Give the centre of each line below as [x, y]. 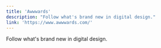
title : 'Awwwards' [28, 11]
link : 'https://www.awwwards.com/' [49, 22]
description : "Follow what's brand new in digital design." [81, 17]
